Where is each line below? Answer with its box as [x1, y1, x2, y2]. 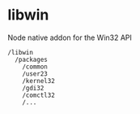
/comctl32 [22, 91, 56, 99]
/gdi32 [22, 84, 45, 92]
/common [22, 63, 48, 71]
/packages [15, 55, 48, 64]
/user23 [22, 69, 48, 78]
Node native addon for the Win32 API [7, 33, 133, 42]
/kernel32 [22, 77, 56, 85]
